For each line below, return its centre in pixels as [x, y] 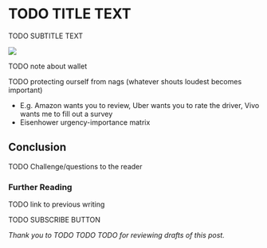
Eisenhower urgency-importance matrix [85, 122]
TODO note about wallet [48, 66]
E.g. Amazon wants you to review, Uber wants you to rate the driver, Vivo [139, 105]
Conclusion [37, 147]
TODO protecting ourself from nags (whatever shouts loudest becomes [125, 81]
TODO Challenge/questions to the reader [75, 166]
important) [26, 90]
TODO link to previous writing [57, 204]
